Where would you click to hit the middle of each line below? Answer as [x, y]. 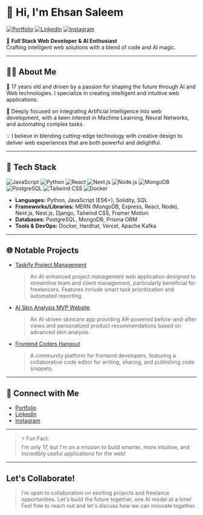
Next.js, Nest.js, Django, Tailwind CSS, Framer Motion [82, 213]
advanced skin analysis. [60, 332]
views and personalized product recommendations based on [105, 326]
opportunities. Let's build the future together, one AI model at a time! [106, 499]
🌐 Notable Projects [43, 250]
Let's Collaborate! [41, 478]
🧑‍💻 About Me [31, 72]
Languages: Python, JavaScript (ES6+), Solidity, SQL [81, 200]
